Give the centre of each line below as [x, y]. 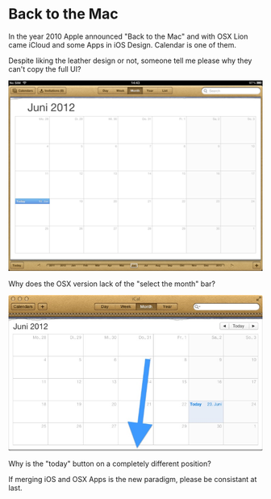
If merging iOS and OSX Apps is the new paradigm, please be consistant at [133, 479]
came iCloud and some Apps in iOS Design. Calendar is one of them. [122, 44]
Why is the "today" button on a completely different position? [110, 464]
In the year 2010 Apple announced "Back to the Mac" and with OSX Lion [128, 36]
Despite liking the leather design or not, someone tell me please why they [130, 60]
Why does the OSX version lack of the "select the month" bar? [112, 284]
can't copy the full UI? [45, 69]
